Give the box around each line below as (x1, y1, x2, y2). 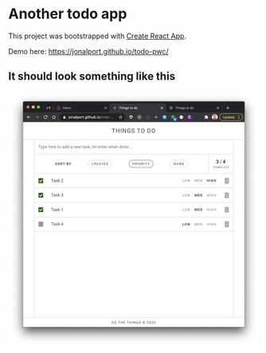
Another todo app (8, 5, 127, 23)
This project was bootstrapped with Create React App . (8, 31, 187, 41)
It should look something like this (8, 69, 176, 84)
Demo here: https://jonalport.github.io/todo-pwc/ (8, 46, 169, 56)
